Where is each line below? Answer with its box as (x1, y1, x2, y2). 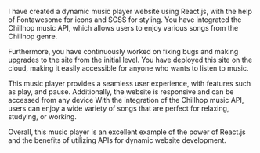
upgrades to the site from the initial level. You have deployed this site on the (8, 55, 253, 64)
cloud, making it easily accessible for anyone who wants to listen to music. (8, 64, 249, 73)
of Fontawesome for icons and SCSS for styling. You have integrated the (8, 15, 242, 24)
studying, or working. (8, 112, 77, 121)
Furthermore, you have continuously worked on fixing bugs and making (8, 47, 239, 56)
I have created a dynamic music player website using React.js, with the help (8, 7, 252, 16)
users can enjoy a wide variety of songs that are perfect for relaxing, (8, 104, 229, 113)
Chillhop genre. (8, 31, 58, 41)
